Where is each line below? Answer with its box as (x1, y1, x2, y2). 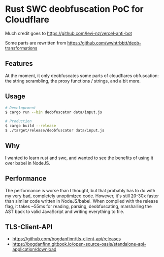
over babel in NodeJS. (5, 160, 51, 166)
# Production (5, 119, 32, 124)
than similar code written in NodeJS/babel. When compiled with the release (5, 198, 159, 204)
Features (5, 59, 33, 68)
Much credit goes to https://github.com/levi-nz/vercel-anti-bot (5, 30, 132, 36)
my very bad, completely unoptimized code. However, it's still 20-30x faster (5, 193, 159, 199)
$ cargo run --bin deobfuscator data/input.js (5, 110, 102, 115)
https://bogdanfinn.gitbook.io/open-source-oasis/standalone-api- (12, 241, 146, 247)
